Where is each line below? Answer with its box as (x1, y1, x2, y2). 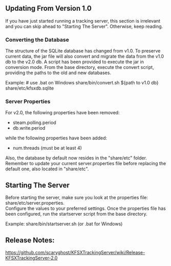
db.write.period (12, 125, 46, 131)
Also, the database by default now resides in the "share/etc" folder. (5, 155, 147, 161)
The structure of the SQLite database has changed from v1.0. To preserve (5, 48, 161, 54)
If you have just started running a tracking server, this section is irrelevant (5, 17, 160, 24)
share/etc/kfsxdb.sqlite (5, 85, 54, 92)
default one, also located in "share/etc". (5, 166, 89, 172)
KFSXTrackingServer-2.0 (5, 255, 58, 261)
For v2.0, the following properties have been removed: (5, 110, 120, 116)
